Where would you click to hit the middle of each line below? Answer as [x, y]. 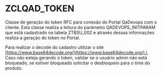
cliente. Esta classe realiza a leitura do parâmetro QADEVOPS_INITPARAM [80, 27]
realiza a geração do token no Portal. [43, 38]
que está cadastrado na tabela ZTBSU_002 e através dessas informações [80, 32]
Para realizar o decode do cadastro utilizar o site [55, 47]
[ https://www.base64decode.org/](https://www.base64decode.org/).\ [76, 52]
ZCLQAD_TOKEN [40, 9]
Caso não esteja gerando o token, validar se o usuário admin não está [76, 57]
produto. [14, 68]
